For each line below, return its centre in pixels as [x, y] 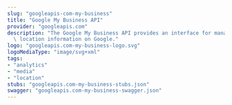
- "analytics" [28, 65]
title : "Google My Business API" [55, 20]
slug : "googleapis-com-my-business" [60, 13]
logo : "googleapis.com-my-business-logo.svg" [74, 46]
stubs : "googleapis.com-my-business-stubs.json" [78, 84]
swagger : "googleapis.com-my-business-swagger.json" [85, 90]
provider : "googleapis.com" [48, 26]
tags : [15, 59]
